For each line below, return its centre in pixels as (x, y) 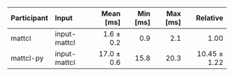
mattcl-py (27, 58)
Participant (30, 18)
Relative (210, 18)
